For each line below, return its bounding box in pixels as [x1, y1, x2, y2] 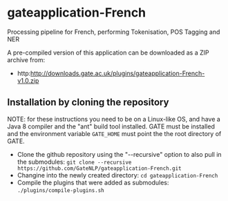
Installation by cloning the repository [7, 97, 169, 108]
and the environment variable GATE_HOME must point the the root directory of [7, 129, 222, 137]
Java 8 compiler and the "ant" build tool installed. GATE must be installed [7, 122, 216, 131]
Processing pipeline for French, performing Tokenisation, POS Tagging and [7, 28, 220, 36]
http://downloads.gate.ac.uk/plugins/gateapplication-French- [30, 69, 205, 77]
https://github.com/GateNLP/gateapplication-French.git [17, 164, 182, 172]
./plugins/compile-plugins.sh [17, 186, 105, 194]
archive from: [7, 55, 46, 64]
